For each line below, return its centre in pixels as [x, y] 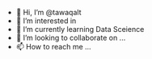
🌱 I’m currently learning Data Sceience [80, 29]
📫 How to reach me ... [53, 47]
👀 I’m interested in [46, 21]
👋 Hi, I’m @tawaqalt [49, 12]
